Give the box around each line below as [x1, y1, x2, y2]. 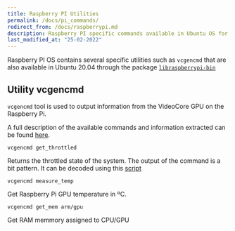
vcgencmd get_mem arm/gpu [7, 203, 83, 211]
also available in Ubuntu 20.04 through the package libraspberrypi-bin [7, 63, 216, 72]
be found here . [7, 131, 51, 139]
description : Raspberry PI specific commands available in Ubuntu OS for [7, 29, 229, 37]
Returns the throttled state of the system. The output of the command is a [7, 156, 221, 165]
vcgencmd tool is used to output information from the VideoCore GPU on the [7, 102, 224, 110]
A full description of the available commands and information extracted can [7, 123, 226, 131]
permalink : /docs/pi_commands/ [7, 17, 99, 24]
